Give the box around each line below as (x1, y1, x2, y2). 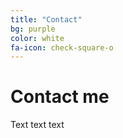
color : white (10, 33, 65, 43)
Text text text (10, 119, 65, 131)
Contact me (10, 86, 110, 108)
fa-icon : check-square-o (10, 42, 114, 53)
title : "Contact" (10, 14, 83, 25)
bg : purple (10, 24, 56, 34)
